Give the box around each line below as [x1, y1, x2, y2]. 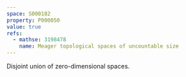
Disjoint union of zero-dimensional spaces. [6, 62, 130, 70]
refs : [6, 29, 22, 37]
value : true [6, 23, 41, 30]
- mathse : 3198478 [13, 36, 67, 43]
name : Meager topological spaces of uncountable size [19, 43, 179, 50]
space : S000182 [6, 10, 51, 17]
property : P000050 [6, 17, 60, 24]
